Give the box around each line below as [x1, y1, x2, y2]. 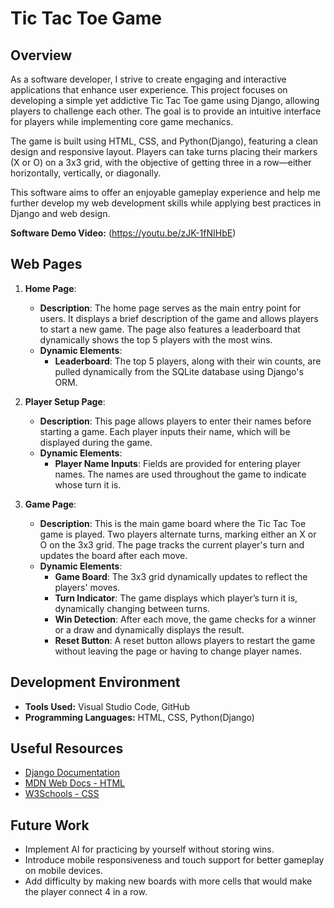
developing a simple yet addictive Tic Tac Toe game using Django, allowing [10, 95, 320, 106]
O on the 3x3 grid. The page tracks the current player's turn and [39, 538, 305, 551]
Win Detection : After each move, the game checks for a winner [54, 613, 317, 625]
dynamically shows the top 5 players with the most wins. [39, 333, 273, 346]
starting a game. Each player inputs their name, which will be [39, 425, 291, 437]
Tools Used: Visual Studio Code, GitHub [24, 700, 191, 712]
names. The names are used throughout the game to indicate [54, 468, 307, 480]
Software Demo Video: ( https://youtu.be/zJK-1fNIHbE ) [10, 227, 237, 239]
